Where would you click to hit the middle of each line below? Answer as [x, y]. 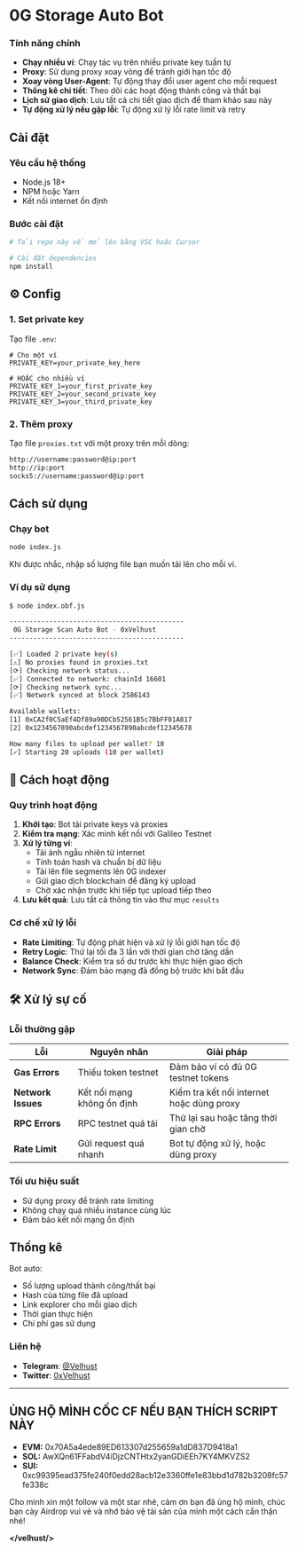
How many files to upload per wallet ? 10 [87, 744]
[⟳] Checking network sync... [66, 687]
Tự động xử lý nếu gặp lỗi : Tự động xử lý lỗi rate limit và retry [134, 110]
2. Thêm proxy [41, 424]
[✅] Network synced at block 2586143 [80, 696]
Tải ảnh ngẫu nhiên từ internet [90, 853]
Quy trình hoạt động [53, 805]
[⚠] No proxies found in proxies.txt [79, 662]
